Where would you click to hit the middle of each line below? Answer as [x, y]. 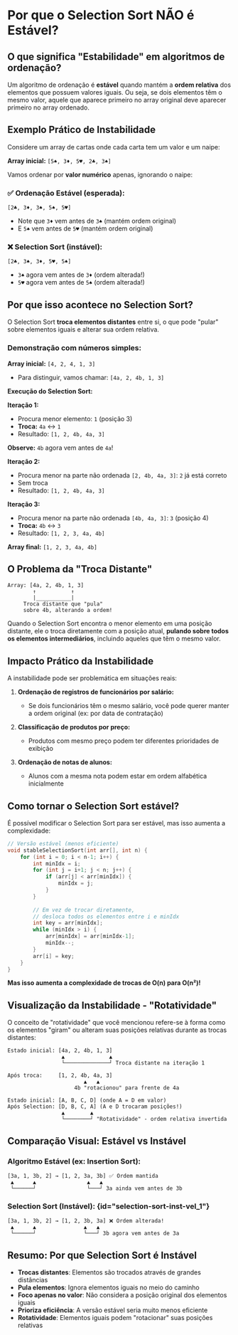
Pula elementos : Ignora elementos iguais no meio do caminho [109, 1287]
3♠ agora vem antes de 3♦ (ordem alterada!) [81, 275]
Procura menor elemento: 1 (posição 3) [75, 418]
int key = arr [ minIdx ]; [68, 923]
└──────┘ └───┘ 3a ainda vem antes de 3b [96, 1188]
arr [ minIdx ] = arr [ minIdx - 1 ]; [90, 936]
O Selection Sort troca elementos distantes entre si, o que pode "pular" [113, 322]
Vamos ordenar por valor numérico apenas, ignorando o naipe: [100, 174]
